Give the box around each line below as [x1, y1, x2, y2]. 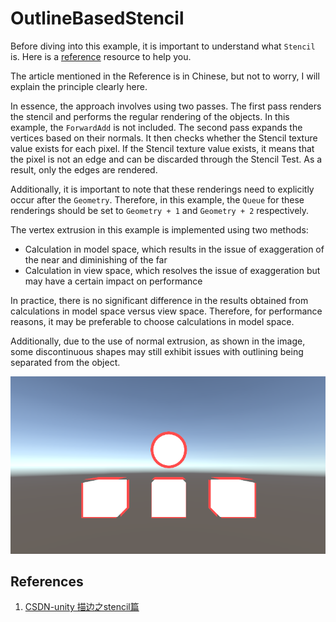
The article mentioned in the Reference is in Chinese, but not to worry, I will [10, 70, 320, 82]
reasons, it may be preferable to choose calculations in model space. [10, 315, 295, 327]
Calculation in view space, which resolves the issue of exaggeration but [24, 264, 321, 276]
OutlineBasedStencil [10, 7, 185, 30]
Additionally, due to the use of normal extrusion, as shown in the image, [10, 335, 306, 347]
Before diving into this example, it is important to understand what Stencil [10, 40, 316, 52]
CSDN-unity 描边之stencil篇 [24, 601, 140, 613]
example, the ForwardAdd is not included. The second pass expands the [10, 121, 303, 133]
